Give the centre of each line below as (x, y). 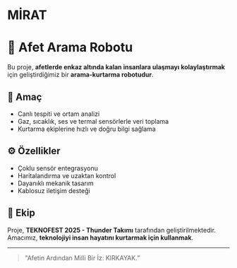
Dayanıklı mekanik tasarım (55, 183)
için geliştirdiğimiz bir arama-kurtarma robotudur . (80, 75)
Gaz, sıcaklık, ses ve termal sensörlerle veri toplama (93, 121)
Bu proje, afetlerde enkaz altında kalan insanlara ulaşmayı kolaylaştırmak (116, 67)
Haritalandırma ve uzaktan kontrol (67, 175)
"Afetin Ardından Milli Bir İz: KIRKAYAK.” (82, 257)
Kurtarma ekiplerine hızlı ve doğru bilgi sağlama (87, 129)
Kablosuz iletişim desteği (54, 190)
